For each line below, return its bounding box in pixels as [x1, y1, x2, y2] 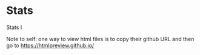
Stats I [6, 24, 22, 31]
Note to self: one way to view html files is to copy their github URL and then [6, 35, 195, 42]
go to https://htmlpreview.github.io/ [6, 42, 95, 49]
